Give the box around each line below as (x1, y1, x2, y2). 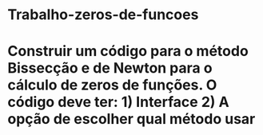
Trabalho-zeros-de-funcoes (7, 6, 199, 24)
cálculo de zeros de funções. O (7, 76, 217, 94)
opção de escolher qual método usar (7, 110, 256, 129)
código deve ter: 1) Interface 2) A (7, 93, 229, 111)
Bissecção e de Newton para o (7, 59, 213, 77)
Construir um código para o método (7, 42, 249, 61)
